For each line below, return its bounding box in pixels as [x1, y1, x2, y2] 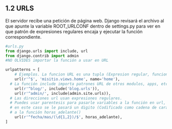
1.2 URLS [5, 4, 34, 13]
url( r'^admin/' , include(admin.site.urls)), [14, 91, 111, 96]
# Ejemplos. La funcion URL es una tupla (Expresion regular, [14, 72, 150, 77]
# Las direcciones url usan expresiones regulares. [10, 95, 123, 101]
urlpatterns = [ [5, 67, 40, 72]
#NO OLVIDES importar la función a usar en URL [5, 58, 109, 63]
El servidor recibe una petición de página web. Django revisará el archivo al [5, 17, 165, 23]
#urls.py [5, 43, 24, 49]
